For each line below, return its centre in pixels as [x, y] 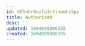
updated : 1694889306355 [36, 28]
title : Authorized [29, 17]
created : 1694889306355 [36, 34]
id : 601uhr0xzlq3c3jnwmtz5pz [43, 12]
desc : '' [17, 23]
